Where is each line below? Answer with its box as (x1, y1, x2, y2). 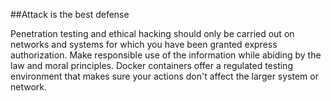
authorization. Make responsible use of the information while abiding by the (10, 49, 322, 61)
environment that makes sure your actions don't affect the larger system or (10, 70, 319, 82)
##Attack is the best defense (10, 9, 130, 20)
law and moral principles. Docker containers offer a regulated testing (10, 60, 293, 71)
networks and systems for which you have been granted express (10, 39, 278, 50)
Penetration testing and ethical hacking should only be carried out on (10, 28, 295, 39)
